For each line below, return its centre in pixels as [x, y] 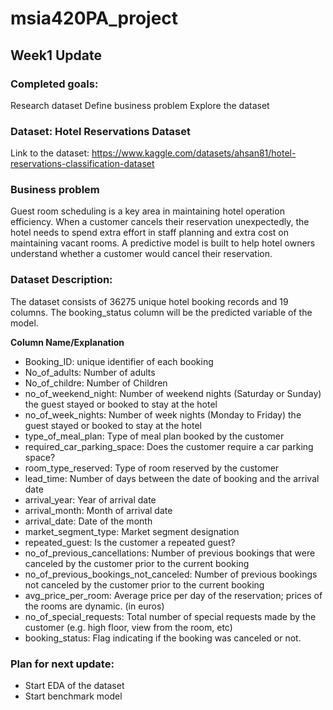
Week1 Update [56, 55]
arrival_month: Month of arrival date [98, 510]
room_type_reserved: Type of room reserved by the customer [152, 468]
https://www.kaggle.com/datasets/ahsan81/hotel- [194, 153]
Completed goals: [54, 84]
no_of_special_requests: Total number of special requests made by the [170, 616]
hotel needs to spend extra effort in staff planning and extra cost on [149, 233]
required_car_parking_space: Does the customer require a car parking [169, 446]
